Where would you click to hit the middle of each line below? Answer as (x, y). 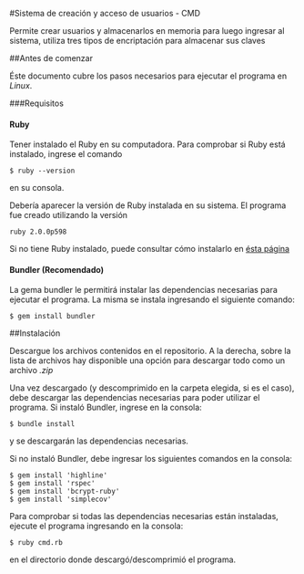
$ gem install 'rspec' (52, 484)
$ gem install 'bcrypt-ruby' (65, 492)
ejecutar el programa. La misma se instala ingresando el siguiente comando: (152, 299)
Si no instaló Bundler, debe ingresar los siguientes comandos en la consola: (151, 459)
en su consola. (37, 188)
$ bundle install (42, 424)
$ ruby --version (42, 171)
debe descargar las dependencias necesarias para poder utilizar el (135, 398)
